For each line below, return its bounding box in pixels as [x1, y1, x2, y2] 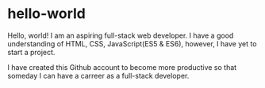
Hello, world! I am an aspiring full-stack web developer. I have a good [7, 31, 234, 40]
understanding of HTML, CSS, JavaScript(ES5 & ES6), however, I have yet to [7, 38, 257, 48]
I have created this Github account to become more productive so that [7, 62, 237, 71]
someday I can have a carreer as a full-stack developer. [7, 71, 190, 80]
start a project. [7, 47, 56, 57]
